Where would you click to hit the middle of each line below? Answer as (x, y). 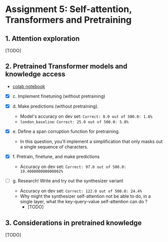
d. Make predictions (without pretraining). (56, 106)
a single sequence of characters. (54, 147)
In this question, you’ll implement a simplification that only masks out (91, 141)
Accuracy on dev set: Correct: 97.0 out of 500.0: (73, 167)
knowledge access (35, 74)
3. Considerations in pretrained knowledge (73, 223)
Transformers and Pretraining (68, 20)
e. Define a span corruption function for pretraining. (66, 131)
